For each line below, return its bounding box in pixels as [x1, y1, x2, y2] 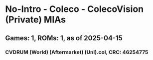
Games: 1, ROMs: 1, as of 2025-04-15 [5, 34, 123, 42]
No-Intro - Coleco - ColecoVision [5, 3, 144, 15]
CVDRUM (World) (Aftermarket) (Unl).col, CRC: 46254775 [5, 49, 149, 56]
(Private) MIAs [5, 14, 66, 25]
